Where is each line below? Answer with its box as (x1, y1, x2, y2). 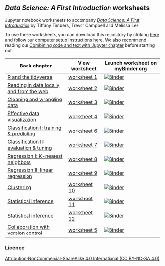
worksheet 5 (68, 226, 98, 233)
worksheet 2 (68, 85, 98, 92)
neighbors (7, 159, 31, 166)
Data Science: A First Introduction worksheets (5, 4, 150, 12)
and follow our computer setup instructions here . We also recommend (5, 37, 147, 43)
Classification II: (7, 138, 44, 145)
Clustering (7, 184, 32, 191)
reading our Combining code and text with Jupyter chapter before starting (5, 42, 155, 48)
